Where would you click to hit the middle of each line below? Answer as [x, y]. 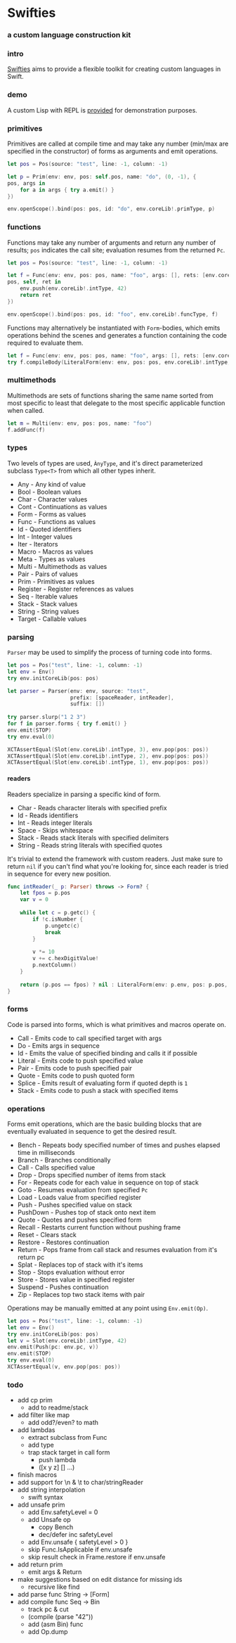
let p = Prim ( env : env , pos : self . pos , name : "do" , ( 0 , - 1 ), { [102, 177]
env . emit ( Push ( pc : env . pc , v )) [53, 1347]
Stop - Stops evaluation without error [71, 1272]
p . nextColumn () [55, 965]
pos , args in [26, 183]
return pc [31, 1257]
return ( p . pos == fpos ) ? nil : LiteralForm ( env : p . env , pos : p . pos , [124, 985]
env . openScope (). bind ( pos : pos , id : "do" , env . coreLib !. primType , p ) [111, 209]
